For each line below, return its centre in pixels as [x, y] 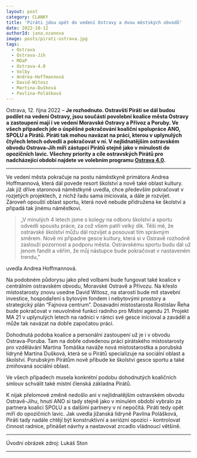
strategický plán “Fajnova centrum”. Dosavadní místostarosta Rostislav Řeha [98, 304]
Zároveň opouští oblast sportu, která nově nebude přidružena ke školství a [96, 202]
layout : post [22, 11]
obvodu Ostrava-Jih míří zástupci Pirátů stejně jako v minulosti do [88, 147]
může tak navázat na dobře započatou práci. [60, 323]
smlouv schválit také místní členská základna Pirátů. [69, 383]
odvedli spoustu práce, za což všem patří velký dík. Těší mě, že [97, 225]
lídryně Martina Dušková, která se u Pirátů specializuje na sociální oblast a [96, 353]
